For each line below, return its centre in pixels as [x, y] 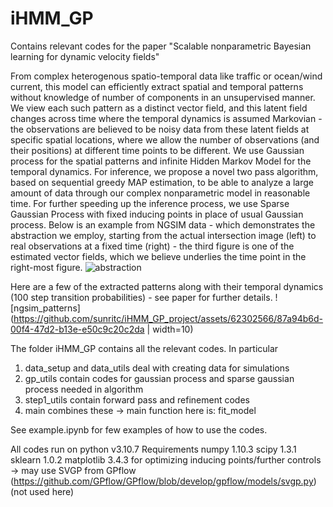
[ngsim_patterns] [45, 308]
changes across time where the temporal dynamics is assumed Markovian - [166, 118]
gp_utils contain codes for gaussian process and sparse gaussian [159, 378]
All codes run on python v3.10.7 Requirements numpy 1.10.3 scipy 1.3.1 [153, 449]
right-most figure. [46, 267]
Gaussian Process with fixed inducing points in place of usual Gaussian [157, 214]
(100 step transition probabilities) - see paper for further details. [141, 297]
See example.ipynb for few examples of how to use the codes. [139, 429]
